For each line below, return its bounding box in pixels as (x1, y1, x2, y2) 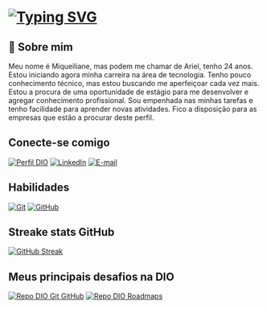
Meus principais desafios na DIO (8, 270, 175, 283)
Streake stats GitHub (8, 225, 115, 239)
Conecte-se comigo (8, 136, 110, 150)
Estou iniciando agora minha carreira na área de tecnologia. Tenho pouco (8, 70, 252, 80)
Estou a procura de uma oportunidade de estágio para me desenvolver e (8, 87, 249, 97)
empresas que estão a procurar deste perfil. (8, 113, 154, 122)
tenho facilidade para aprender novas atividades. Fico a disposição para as (8, 105, 257, 113)
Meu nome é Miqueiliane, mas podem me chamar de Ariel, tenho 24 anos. (8, 61, 253, 71)
